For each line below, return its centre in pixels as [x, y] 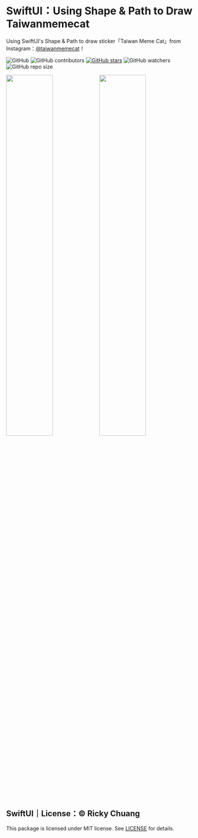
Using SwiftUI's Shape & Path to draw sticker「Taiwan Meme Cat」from [94, 41]
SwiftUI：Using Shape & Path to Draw [99, 11]
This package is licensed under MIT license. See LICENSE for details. [90, 828]
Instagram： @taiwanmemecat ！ [46, 48]
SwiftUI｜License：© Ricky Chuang [73, 814]
